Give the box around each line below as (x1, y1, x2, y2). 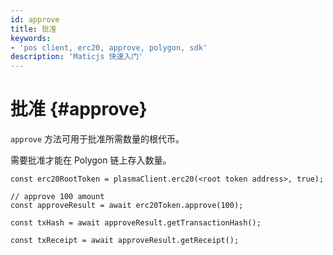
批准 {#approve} (10, 98, 148, 121)
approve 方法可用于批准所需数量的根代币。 (10, 133, 185, 145)
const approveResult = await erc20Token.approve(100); (10, 201, 244, 211)
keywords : (10, 33, 52, 43)
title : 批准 (10, 24, 57, 34)
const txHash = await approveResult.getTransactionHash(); (10, 218, 262, 228)
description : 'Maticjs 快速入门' (10, 52, 144, 62)
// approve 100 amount (10, 192, 105, 202)
